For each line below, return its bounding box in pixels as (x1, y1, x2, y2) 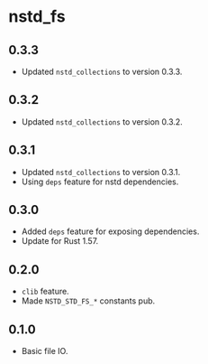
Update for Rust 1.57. (21, 236, 99, 247)
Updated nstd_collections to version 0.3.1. (21, 166, 181, 177)
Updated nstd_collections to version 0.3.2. (21, 116, 184, 127)
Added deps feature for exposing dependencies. (21, 226, 200, 237)
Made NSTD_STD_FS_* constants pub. (21, 295, 156, 306)
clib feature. (21, 286, 69, 297)
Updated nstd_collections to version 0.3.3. (21, 66, 183, 77)
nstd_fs (8, 6, 66, 27)
